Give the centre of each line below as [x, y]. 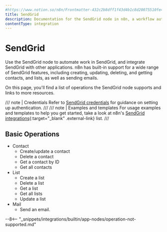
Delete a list [32, 183]
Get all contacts [36, 167]
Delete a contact [37, 157]
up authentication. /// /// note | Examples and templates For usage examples [83, 108]
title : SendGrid [22, 14]
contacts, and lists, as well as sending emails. [52, 78]
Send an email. [35, 209]
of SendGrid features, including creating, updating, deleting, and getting [79, 73]
